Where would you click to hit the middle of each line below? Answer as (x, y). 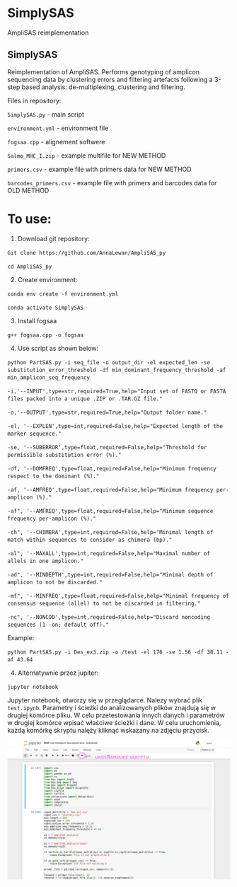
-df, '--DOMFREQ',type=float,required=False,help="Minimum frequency (112, 468)
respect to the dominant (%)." (53, 476)
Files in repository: (34, 100)
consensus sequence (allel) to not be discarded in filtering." (104, 603)
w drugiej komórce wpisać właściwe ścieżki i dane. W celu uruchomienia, (114, 722)
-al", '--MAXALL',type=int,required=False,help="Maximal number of (109, 553)
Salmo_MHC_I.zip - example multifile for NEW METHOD (87, 155)
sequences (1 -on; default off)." (58, 625)
